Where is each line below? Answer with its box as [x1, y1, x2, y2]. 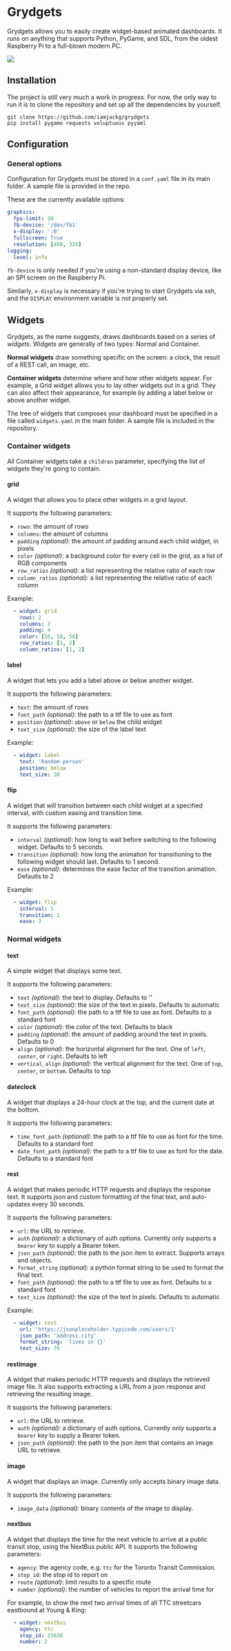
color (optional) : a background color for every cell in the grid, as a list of [17, 551, 223, 560]
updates [7, 1200, 31, 1208]
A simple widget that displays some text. [7, 967, 122, 975]
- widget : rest [13, 1319, 57, 1326]
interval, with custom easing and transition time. [7, 808, 143, 817]
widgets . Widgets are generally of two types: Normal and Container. [7, 340, 200, 349]
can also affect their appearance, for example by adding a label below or [7, 389, 214, 397]
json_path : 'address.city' [19, 1332, 97, 1339]
